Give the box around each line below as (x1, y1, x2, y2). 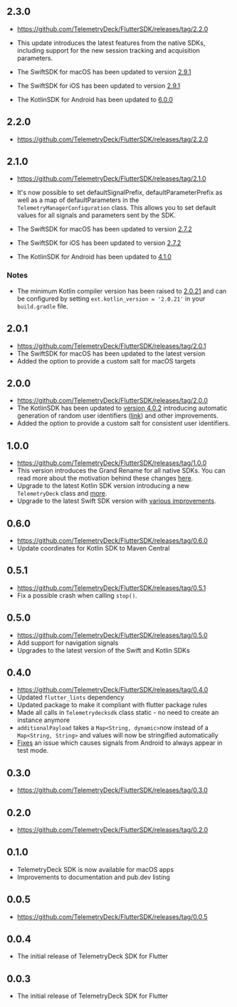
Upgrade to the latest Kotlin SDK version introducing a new (16, 481, 190, 490)
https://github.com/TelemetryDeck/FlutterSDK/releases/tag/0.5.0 (16, 631, 208, 639)
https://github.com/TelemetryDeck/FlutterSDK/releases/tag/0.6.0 (16, 536, 208, 545)
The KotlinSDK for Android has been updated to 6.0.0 (16, 95, 174, 104)
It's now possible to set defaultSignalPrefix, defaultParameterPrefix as (16, 189, 223, 197)
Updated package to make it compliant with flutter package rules (16, 701, 208, 709)
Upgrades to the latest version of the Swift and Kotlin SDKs (16, 646, 190, 654)
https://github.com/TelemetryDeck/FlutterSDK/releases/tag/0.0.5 (16, 912, 208, 921)
